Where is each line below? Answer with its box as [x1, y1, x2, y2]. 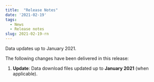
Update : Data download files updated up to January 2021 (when [12, 65, 149, 71]
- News [10, 22, 24, 27]
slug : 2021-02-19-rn [5, 31, 49, 36]
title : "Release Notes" [5, 7, 58, 13]
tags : [5, 17, 17, 22]
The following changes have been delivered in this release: [5, 55, 129, 61]
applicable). [12, 71, 38, 77]
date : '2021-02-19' [5, 12, 47, 17]
